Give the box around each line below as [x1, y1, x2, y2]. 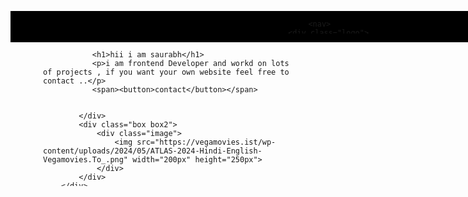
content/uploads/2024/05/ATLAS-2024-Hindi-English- [43, 146, 263, 156]
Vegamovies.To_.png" [43, 155, 129, 165]
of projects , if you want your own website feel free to [43, 67, 290, 77]
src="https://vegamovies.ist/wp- [136, 137, 277, 147]
